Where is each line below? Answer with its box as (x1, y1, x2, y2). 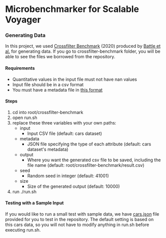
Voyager (5, 14, 41, 25)
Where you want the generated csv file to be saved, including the (27, 157, 161, 163)
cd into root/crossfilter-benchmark (12, 109, 83, 115)
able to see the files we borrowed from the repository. (5, 54, 115, 60)
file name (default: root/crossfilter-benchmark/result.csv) (27, 162, 145, 168)
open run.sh (12, 115, 37, 120)
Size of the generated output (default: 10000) (27, 183, 120, 189)
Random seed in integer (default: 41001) (27, 173, 109, 179)
